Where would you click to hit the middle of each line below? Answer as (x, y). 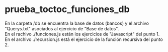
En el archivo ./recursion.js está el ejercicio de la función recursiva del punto (84, 39)
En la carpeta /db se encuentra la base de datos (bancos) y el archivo (77, 23)
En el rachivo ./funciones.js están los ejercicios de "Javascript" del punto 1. (82, 34)
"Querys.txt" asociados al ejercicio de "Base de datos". (62, 28)
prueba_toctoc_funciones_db (67, 9)
